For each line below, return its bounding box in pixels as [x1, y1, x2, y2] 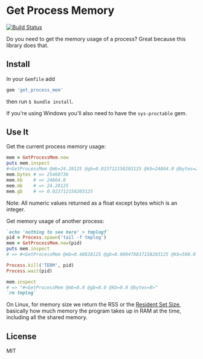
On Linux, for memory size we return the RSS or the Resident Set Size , [6, 301, 181, 308]
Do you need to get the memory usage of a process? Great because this [6, 35, 186, 42]
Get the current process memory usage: [6, 143, 106, 150]
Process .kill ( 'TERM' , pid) [6, 262, 74, 268]
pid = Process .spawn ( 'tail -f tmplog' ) [6, 235, 107, 241]
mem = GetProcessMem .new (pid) [6, 240, 83, 246]
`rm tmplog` [6, 290, 36, 296]
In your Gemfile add [6, 75, 56, 82]
